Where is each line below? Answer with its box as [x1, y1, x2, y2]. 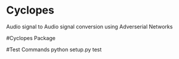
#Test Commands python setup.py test [6, 45, 102, 53]
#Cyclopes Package [6, 34, 55, 41]
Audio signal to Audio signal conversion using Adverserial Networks [6, 23, 173, 30]
